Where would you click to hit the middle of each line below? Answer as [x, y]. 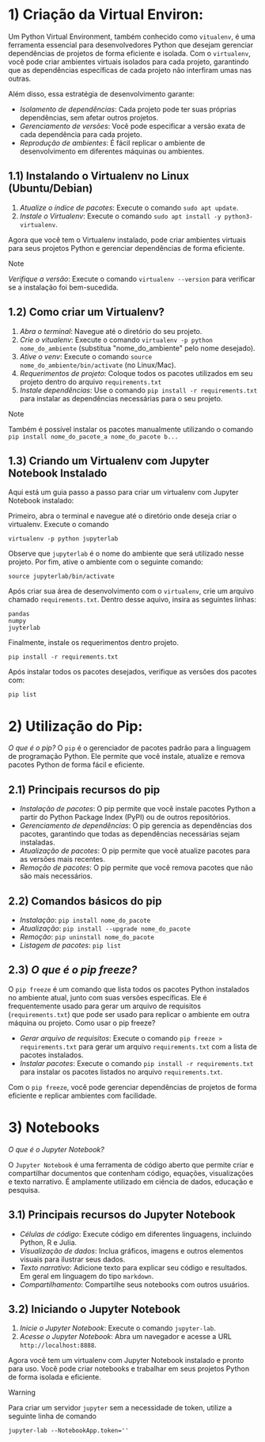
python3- [238, 216]
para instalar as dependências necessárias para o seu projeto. [121, 398]
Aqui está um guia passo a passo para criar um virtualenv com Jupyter [123, 492]
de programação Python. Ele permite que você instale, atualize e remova [127, 757]
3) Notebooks [54, 1127]
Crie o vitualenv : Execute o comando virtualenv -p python [116, 340]
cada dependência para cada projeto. [81, 134]
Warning [22, 1393]
